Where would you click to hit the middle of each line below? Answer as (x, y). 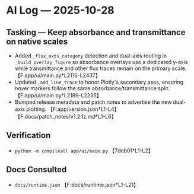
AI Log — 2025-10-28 (60, 10)
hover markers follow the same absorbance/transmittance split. (92, 88)
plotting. (36, 109)
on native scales (37, 41)
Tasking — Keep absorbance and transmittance (96, 32)
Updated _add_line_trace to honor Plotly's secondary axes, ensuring (99, 82)
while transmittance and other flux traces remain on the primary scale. (101, 68)
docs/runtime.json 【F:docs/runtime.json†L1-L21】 (77, 185)
